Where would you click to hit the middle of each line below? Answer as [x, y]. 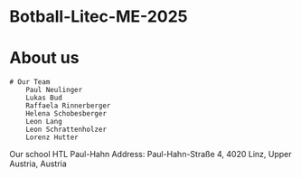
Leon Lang [44, 122]
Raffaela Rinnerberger [68, 106]
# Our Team [30, 82]
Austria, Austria [38, 164]
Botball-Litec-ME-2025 [99, 17]
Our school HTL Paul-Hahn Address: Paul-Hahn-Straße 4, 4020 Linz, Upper [150, 155]
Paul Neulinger [54, 90]
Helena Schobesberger [66, 114]
